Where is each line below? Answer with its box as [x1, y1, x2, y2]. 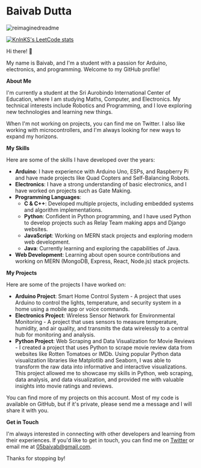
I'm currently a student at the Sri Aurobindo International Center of [6, 89, 171, 96]
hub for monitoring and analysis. [14, 330, 96, 338]
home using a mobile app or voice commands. [14, 305, 130, 312]
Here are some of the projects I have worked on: [6, 280, 126, 288]
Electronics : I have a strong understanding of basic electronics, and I [14, 180, 187, 188]
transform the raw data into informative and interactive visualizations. [14, 363, 187, 370]
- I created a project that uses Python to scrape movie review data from [14, 344, 193, 351]
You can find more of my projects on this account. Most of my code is [6, 394, 179, 401]
